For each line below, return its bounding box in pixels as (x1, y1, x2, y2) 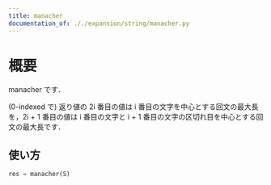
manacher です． (8, 85, 66, 95)
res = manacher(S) (8, 170, 70, 179)
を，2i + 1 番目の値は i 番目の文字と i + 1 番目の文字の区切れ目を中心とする (8, 112, 256, 122)
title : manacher (8, 11, 63, 20)
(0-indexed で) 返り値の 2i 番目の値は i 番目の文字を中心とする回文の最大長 (8, 102, 259, 111)
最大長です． (22, 122, 66, 132)
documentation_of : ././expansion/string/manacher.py (8, 19, 190, 27)
